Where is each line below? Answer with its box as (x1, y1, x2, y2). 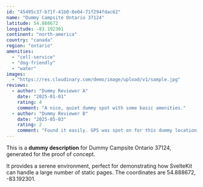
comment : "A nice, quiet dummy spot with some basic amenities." (17, 104, 187, 111)
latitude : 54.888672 (6, 20, 59, 26)
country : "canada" (6, 37, 53, 43)
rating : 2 (17, 122, 43, 128)
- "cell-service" (12, 54, 56, 60)
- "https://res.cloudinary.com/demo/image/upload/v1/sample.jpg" (12, 76, 181, 83)
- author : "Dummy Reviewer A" (12, 88, 88, 94)
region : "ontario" (6, 43, 53, 49)
